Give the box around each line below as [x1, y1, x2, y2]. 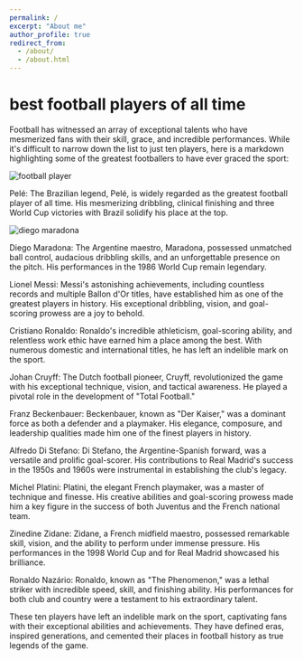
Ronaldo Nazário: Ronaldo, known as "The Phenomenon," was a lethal [9, 574, 270, 585]
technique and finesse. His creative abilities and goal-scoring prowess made [9, 491, 294, 502]
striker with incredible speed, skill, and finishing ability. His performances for [9, 584, 294, 595]
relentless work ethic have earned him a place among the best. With [9, 335, 262, 345]
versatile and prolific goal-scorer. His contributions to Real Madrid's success [9, 454, 294, 466]
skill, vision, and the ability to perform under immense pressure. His [9, 537, 261, 548]
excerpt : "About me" [9, 22, 87, 31]
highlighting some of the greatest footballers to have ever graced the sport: [9, 153, 289, 164]
